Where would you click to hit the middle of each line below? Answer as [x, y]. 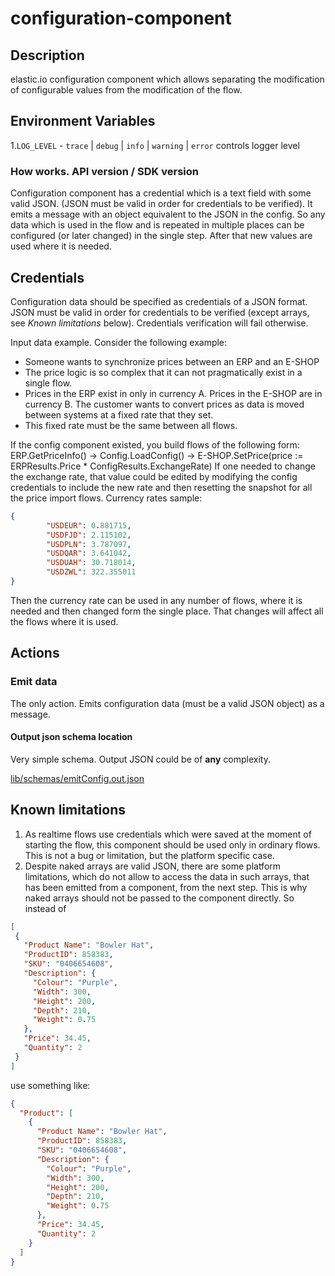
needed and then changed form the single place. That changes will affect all [167, 611]
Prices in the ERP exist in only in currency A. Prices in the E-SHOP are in [173, 393]
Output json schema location [71, 737]
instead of [45, 908]
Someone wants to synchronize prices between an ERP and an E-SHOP [172, 361]
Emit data [34, 682]
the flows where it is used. [64, 621]
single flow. [48, 383]
